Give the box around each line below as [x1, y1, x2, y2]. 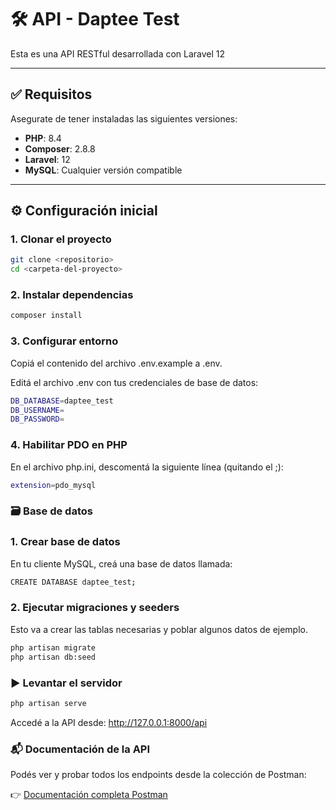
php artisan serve [10, 698, 87, 708]
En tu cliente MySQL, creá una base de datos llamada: [10, 557, 233, 570]
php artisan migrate [10, 642, 97, 653]
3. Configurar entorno [10, 334, 119, 348]
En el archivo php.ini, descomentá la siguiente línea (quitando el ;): [10, 461, 284, 473]
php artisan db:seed [10, 652, 97, 662]
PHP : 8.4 [24, 132, 62, 144]
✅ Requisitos [10, 86, 93, 103]
